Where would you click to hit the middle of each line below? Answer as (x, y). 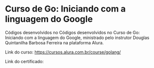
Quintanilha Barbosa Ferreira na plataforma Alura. (54, 42)
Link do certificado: (24, 61)
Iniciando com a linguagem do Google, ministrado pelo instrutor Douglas (77, 38)
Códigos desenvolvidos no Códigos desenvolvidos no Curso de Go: (72, 32)
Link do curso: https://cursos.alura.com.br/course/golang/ (63, 52)
